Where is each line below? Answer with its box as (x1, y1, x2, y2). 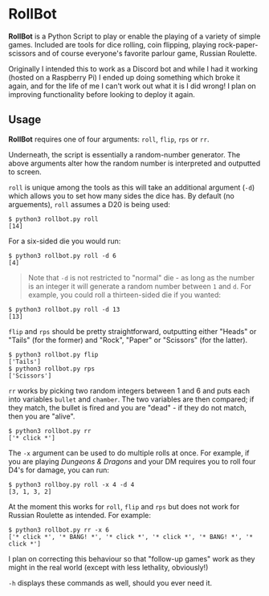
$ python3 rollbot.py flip (8, 350, 99, 358)
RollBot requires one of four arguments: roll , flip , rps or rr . (8, 134, 210, 144)
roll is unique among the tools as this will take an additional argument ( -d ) (8, 182, 255, 192)
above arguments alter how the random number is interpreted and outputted (8, 158, 261, 168)
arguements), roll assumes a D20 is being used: (8, 199, 171, 209)
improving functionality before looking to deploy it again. (8, 89, 195, 99)
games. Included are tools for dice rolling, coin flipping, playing (8, 39, 217, 49)
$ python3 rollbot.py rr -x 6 (8, 525, 110, 534)
